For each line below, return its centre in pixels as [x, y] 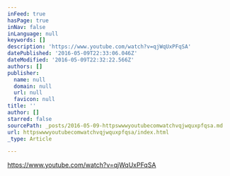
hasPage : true [28, 20]
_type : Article [30, 139]
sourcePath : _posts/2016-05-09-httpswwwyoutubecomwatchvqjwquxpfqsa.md [115, 125]
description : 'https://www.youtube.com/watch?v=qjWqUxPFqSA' [99, 47]
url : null [28, 93]
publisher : [23, 73]
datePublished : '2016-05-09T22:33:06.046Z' [73, 54]
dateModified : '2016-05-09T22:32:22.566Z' [71, 60]
